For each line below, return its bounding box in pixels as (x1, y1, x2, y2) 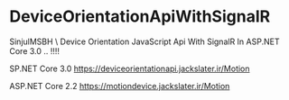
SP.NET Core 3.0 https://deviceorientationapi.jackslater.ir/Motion (9, 63, 250, 74)
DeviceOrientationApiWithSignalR (9, 6, 271, 27)
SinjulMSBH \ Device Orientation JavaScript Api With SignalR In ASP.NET (9, 36, 280, 47)
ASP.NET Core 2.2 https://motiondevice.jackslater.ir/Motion (9, 80, 230, 91)
